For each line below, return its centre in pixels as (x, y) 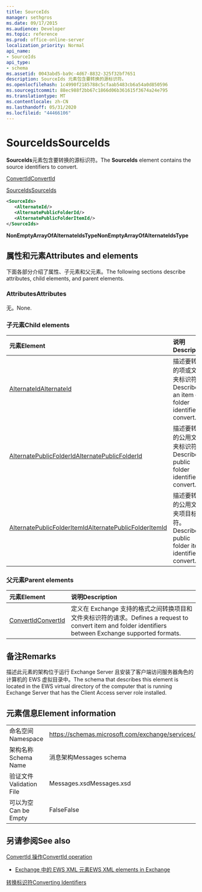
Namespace (26, 739)
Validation (23, 784)
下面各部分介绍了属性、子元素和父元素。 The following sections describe (96, 272)
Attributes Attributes (36, 294)
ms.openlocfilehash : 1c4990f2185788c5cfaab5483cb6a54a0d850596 (87, 85)
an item (183, 395)
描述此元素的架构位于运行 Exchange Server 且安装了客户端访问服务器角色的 (100, 672)
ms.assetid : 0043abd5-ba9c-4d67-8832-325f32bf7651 (71, 74)
